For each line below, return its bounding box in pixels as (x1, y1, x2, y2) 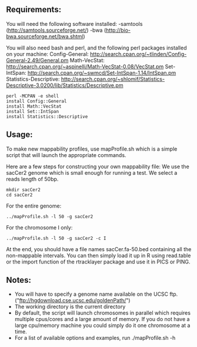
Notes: (6, 275, 31, 285)
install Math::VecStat (6, 103, 62, 109)
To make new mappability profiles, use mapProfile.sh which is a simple (6, 145, 178, 152)
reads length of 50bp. (6, 175, 59, 182)
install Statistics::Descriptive (6, 114, 88, 119)
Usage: (6, 129, 34, 140)
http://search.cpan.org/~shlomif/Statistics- (61, 75, 165, 82)
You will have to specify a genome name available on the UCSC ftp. (14, 291, 178, 298)
